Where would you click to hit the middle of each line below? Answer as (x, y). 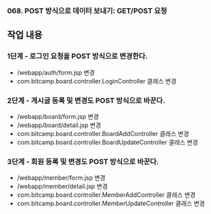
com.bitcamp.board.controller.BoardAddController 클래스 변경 (103, 133)
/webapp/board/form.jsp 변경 (58, 116)
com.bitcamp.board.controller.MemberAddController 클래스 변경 (106, 195)
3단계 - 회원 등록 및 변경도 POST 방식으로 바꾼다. (83, 161)
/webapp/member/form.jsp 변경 (61, 178)
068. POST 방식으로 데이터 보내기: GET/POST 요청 (87, 10)
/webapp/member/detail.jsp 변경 (62, 187)
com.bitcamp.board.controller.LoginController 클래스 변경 (97, 81)
